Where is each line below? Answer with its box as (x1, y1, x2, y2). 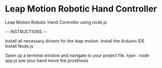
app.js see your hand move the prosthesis (5, 57, 88, 63)
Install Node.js (5, 43, 34, 49)
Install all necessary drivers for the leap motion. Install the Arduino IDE (5, 38, 145, 44)
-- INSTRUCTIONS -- (5, 28, 47, 34)
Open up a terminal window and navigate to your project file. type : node (5, 52, 149, 58)
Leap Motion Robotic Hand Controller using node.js (5, 19, 107, 25)
